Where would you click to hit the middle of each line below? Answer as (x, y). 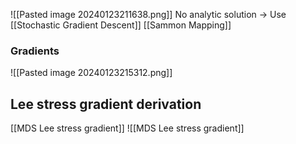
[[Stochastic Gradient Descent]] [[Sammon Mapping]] (121, 25)
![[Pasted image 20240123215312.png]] (91, 73)
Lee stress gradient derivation (106, 104)
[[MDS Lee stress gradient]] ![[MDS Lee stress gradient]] (127, 128)
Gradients (35, 51)
